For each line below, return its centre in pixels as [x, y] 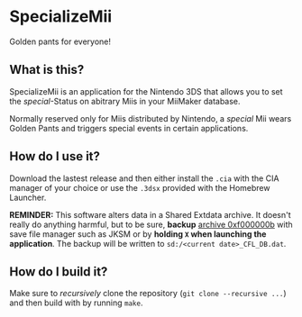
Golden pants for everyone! [60, 41]
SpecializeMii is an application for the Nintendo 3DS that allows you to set [146, 91]
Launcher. [28, 197]
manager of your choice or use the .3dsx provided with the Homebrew [140, 187]
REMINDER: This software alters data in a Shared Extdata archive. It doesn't [150, 214]
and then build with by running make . [76, 303]
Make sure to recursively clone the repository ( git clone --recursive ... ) [148, 294]
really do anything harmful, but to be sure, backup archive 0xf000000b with [151, 224]
